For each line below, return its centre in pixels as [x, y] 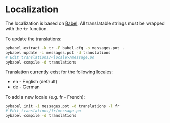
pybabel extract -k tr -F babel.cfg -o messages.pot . [65, 48]
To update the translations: [33, 39]
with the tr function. [27, 28]
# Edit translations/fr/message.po [43, 111]
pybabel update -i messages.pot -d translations [58, 53]
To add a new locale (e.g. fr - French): [45, 97]
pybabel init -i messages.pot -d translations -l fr [63, 106]
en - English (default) [35, 82]
